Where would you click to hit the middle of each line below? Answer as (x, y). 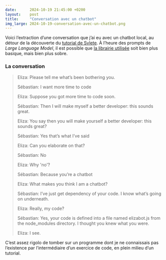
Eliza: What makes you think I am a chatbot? (62, 184)
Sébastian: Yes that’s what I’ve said (53, 136)
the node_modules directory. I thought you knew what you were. (83, 223)
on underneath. (33, 198)
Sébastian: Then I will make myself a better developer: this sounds (85, 106)
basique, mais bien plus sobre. (37, 54)
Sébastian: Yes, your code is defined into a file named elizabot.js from (89, 218)
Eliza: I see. (29, 233)
